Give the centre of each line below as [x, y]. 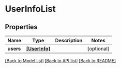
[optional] [98, 49]
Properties [21, 27]
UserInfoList [30, 9]
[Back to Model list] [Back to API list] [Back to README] [60, 61]
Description [69, 41]
